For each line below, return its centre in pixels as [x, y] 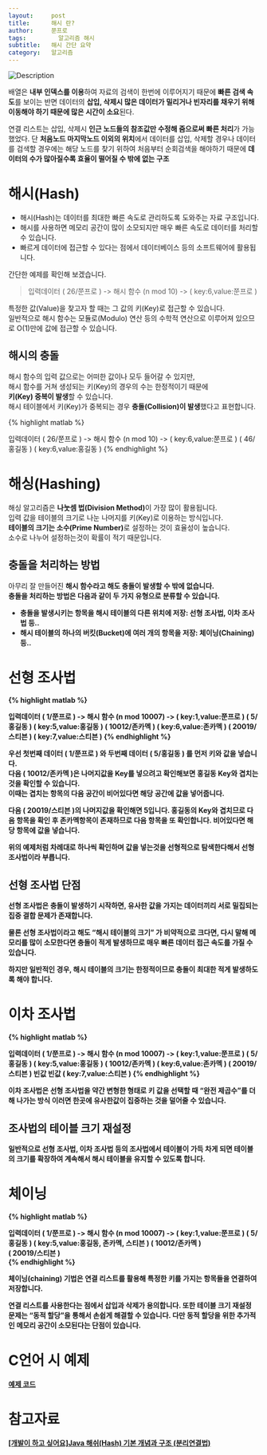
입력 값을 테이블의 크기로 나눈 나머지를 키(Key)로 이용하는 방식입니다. [116, 517]
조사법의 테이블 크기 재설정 [70, 1128]
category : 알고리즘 [41, 53]
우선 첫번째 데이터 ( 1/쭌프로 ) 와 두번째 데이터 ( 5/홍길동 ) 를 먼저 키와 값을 [122, 754]
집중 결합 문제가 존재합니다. [51, 916]
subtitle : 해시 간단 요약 [50, 45]
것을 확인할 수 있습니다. [44, 783]
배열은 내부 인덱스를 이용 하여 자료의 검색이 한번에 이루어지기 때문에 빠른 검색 [127, 92]
